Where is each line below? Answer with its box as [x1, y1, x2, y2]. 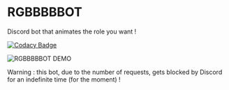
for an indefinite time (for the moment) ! [7, 75, 121, 84]
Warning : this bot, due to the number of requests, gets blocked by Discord [7, 68, 223, 76]
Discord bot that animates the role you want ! [7, 27, 137, 36]
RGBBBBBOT [7, 4, 82, 20]
